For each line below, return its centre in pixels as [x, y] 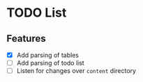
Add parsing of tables [48, 55]
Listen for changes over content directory [76, 71]
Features [26, 39]
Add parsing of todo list [50, 63]
